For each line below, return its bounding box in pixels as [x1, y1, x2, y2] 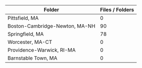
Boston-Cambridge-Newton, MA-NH [7, 23, 95, 29]
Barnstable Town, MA [7, 55, 58, 61]
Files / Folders [100, 6, 135, 13]
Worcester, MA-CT [7, 39, 52, 45]
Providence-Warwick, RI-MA [7, 47, 76, 53]
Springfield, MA [7, 31, 44, 37]
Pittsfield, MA [7, 15, 39, 21]
